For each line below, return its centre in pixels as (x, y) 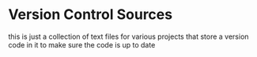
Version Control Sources (90, 15)
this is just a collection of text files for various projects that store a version (128, 36)
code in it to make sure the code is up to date (82, 44)
